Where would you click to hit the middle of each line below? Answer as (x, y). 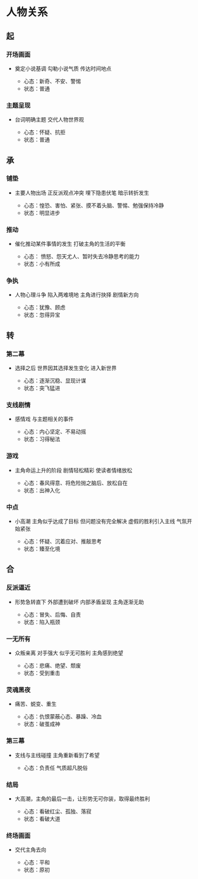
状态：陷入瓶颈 (42, 622)
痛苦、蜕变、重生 (36, 704)
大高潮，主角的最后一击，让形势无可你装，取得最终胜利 (82, 799)
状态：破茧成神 (42, 724)
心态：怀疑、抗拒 (44, 132)
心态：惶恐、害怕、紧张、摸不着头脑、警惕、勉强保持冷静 (94, 205)
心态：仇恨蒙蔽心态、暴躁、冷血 (63, 717)
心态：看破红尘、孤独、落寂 (58, 811)
